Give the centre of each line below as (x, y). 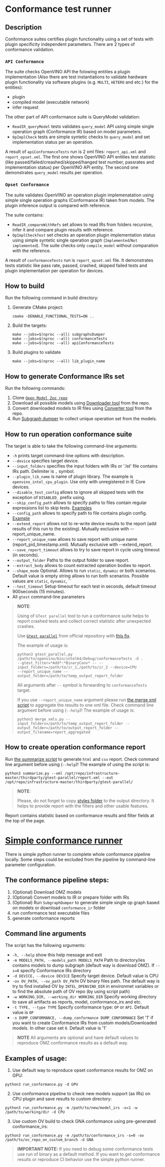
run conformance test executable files (51, 913)
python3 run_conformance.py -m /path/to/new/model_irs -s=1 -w (71, 1108)
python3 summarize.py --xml (34, 773)
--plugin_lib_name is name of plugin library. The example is (73, 476)
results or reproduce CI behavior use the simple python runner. (81, 1160)
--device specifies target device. (46, 461)
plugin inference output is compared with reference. (58, 205)
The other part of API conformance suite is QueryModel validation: (73, 117)
